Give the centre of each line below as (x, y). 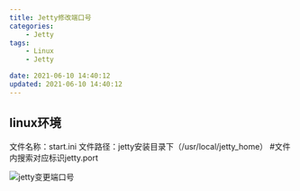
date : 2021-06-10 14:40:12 (60, 76)
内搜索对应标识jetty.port (54, 158)
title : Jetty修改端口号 (50, 18)
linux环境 (35, 123)
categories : (32, 26)
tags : (19, 43)
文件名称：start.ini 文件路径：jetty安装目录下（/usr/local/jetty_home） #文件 (150, 146)
